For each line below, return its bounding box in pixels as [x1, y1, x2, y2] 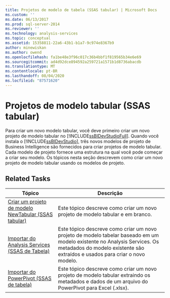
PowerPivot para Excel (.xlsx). [58, 284, 129, 291]
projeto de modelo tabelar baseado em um [58, 232, 159, 239]
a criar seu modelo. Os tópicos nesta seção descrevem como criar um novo [5, 154, 163, 160]
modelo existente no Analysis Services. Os [58, 238, 159, 245]
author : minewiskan [5, 45, 47, 50]
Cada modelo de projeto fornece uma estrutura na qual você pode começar [5, 149, 163, 155]
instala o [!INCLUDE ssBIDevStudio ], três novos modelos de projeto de [5, 138, 151, 144]
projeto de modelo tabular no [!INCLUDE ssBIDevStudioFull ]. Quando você [5, 133, 159, 139]
